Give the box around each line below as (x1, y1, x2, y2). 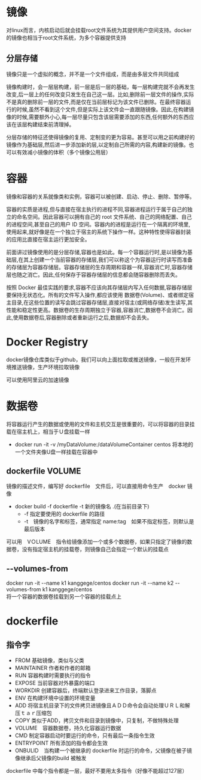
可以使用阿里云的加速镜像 (6, 376, 69, 383)
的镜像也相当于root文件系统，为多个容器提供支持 (6, 34, 127, 41)
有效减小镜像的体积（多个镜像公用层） (16, 148, 111, 156)
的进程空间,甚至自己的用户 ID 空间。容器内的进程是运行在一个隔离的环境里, (6, 221, 190, 228)
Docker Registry (6, 335, 89, 349)
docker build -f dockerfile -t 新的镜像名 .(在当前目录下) (14, 503, 150, 510)
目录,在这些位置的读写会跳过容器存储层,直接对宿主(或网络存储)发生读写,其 (11, 299, 193, 306)
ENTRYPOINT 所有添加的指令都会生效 (14, 740, 108, 747)
